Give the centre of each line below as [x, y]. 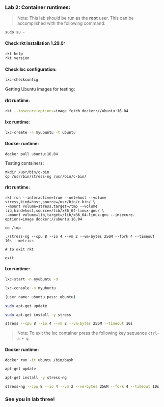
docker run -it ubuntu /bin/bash [39, 360]
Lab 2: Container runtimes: [38, 7]
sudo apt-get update [26, 306]
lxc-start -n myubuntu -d [31, 280]
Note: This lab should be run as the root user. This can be [75, 18]
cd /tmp [13, 228]
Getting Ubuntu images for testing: [40, 89]
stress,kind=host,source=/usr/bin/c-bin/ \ [50, 202]
